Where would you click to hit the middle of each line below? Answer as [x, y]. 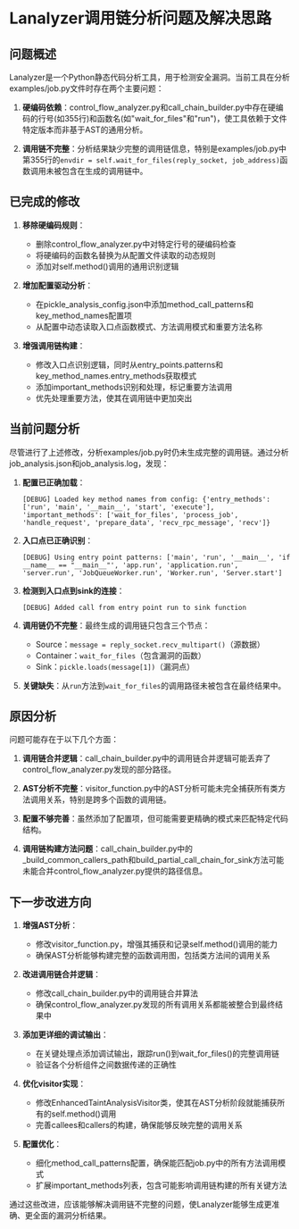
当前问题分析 [45, 429]
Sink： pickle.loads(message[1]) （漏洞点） [115, 666]
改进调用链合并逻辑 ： [61, 974]
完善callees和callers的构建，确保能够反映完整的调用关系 [139, 1125]
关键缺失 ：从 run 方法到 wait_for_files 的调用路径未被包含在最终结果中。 [154, 685]
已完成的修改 [45, 202]
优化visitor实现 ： [54, 1084]
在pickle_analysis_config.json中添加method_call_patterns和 [145, 304]
